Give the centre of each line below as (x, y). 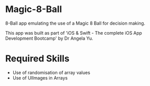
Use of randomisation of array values (51, 72)
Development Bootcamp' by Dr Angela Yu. (49, 38)
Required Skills (37, 59)
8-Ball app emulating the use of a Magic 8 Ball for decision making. (75, 23)
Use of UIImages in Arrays (40, 78)
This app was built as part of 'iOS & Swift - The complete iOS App (74, 33)
